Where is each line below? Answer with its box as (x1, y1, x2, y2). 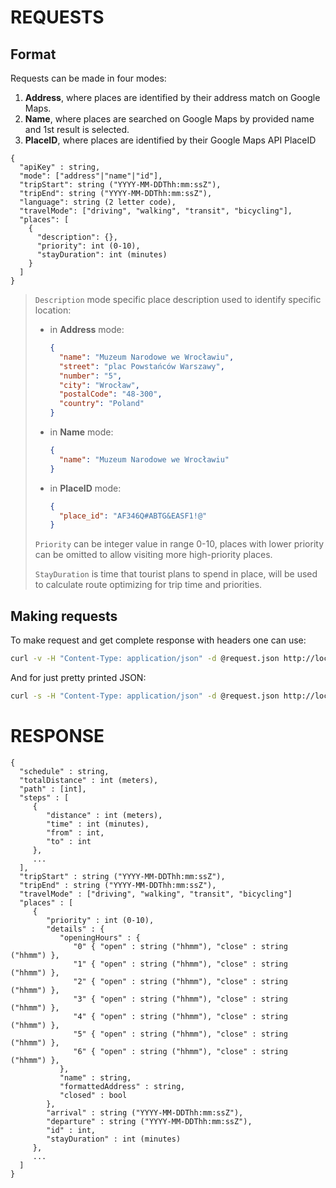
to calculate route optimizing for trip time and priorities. (34, 579, 263, 591)
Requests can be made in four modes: (10, 72, 167, 84)
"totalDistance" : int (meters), (19, 775, 159, 785)
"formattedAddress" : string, (59, 1081, 186, 1091)
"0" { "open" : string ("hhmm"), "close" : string (73, 941, 288, 951)
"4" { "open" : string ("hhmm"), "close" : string (73, 1011, 288, 1021)
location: (34, 304, 72, 316)
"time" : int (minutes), (46, 819, 150, 829)
